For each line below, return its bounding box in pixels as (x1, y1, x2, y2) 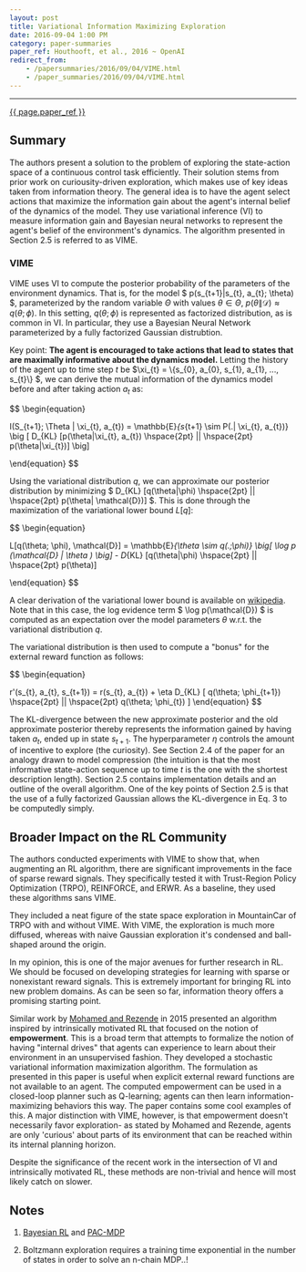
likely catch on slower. (9, 1176, 93, 1187)
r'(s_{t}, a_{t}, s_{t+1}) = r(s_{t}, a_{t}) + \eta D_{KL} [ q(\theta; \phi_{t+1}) (9, 686, 281, 698)
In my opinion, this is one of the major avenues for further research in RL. (9, 957, 284, 967)
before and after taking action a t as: (9, 383, 144, 397)
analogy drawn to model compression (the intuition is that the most (9, 754, 261, 766)
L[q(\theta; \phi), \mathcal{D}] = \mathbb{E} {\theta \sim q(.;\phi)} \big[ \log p (9, 540, 297, 551)
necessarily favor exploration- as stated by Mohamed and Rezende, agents (9, 1120, 291, 1131)
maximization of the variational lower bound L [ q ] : (9, 504, 194, 515)
